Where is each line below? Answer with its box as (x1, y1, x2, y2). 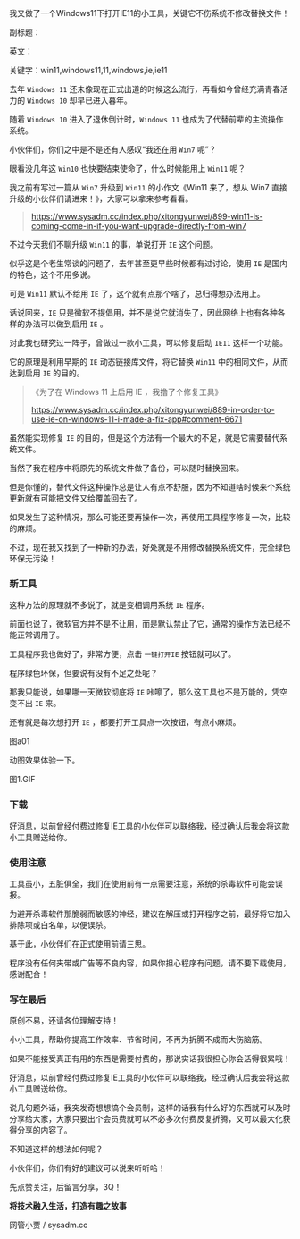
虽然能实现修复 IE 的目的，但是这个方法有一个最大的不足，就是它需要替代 (9, 433, 280, 442)
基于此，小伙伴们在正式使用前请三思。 (9, 938, 150, 949)
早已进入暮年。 (77, 95, 132, 105)
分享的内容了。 (16, 1125, 72, 1135)
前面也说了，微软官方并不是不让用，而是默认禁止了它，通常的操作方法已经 (9, 619, 283, 629)
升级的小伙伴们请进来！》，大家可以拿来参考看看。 (9, 193, 194, 204)
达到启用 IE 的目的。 (9, 367, 85, 378)
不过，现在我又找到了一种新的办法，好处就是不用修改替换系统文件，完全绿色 (9, 542, 291, 552)
